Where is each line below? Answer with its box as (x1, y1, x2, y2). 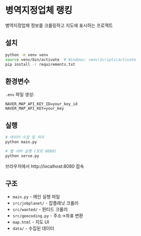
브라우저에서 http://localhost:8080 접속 (5, 163, 84, 169)
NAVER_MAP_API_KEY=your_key (5, 106, 64, 111)
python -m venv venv (5, 52, 49, 57)
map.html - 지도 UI (12, 219, 49, 225)
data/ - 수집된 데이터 (12, 225, 54, 231)
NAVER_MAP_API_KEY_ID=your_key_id (5, 102, 78, 107)
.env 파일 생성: (5, 92, 35, 98)
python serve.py (5, 153, 39, 159)
